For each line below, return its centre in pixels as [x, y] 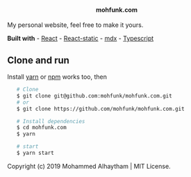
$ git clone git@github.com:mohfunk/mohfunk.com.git [94, 96]
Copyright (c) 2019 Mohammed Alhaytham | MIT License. [89, 166]
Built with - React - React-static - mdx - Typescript [81, 39]
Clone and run [38, 60]
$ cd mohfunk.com [42, 128]
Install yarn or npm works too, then [57, 77]
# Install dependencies [51, 121]
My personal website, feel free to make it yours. [75, 25]
